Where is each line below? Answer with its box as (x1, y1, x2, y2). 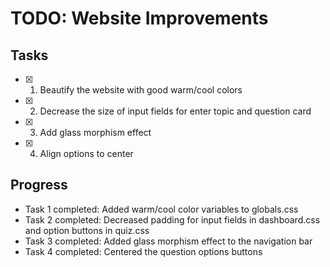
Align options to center (39, 148, 134, 159)
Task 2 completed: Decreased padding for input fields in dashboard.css (24, 213, 321, 226)
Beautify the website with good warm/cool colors (39, 84, 243, 96)
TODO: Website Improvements (10, 7, 269, 30)
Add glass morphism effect (39, 127, 152, 138)
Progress (10, 177, 68, 194)
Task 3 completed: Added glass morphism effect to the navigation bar (24, 235, 313, 247)
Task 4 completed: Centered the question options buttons (24, 245, 263, 257)
